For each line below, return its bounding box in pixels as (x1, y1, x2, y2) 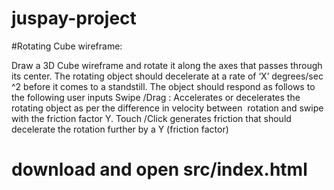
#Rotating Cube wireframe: (11, 40, 123, 52)
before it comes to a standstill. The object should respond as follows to (23, 80, 316, 92)
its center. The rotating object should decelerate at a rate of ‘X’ (11, 70, 270, 82)
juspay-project (11, 7, 137, 30)
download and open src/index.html (11, 158, 308, 181)
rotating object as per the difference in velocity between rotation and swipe (11, 102, 324, 114)
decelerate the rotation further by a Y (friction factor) (11, 123, 229, 135)
